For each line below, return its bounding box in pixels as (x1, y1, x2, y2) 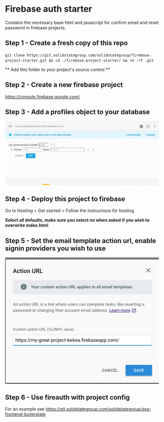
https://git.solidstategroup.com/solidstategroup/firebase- (26, 53, 152, 58)
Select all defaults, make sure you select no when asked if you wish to (5, 217, 150, 223)
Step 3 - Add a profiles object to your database (5, 107, 150, 116)
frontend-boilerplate (5, 411, 46, 417)
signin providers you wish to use (5, 244, 106, 253)
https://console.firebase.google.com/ (5, 94, 80, 100)
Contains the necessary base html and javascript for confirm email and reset (5, 20, 159, 25)
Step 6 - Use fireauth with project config (5, 393, 130, 401)
